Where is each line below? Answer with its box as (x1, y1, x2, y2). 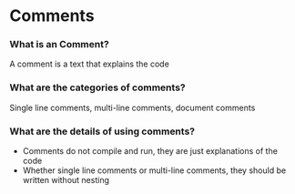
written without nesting (22, 175, 109, 186)
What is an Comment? (9, 38, 109, 51)
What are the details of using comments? (9, 125, 196, 138)
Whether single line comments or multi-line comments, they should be (22, 165, 287, 176)
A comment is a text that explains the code (9, 58, 170, 69)
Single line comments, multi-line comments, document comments (9, 102, 256, 113)
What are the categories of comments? (9, 81, 186, 94)
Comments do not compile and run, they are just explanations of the (22, 146, 278, 157)
